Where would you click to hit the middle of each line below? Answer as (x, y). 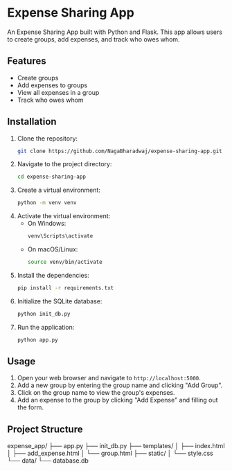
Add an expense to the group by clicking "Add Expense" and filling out (117, 400)
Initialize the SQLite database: (60, 301)
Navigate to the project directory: (64, 164)
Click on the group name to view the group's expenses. (96, 393)
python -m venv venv (47, 203)
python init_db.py (44, 314)
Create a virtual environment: (59, 190)
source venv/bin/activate (65, 262)
